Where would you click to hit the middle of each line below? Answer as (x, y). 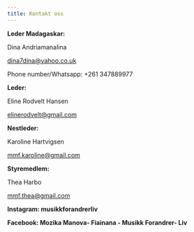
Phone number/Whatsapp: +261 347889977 (70, 74)
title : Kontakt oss (36, 14)
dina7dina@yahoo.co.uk (42, 61)
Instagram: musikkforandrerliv (53, 209)
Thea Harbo (24, 182)
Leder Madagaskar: (36, 33)
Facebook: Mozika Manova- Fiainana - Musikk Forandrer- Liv (97, 222)
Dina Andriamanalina (37, 47)
